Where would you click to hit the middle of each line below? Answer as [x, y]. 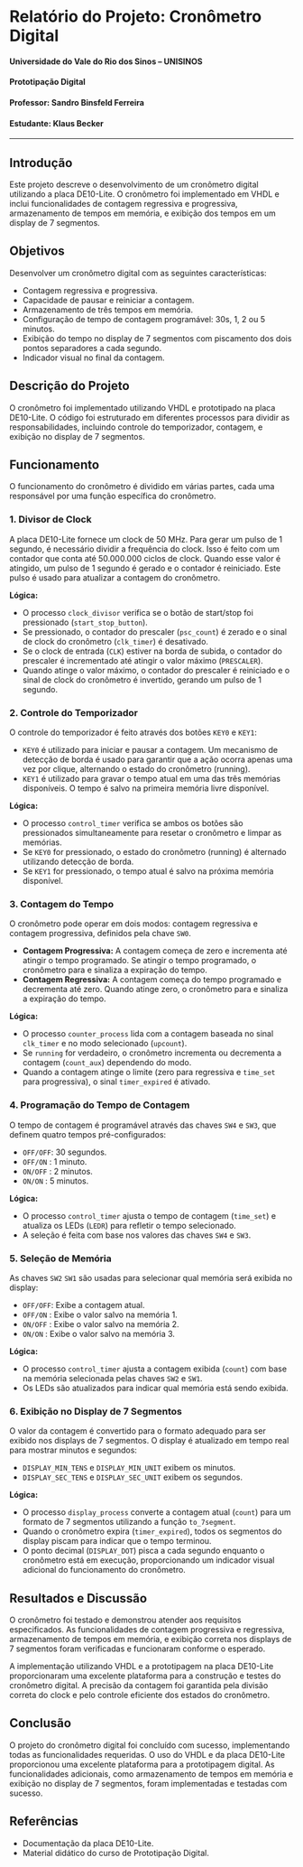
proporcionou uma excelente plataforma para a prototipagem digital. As [142, 1764]
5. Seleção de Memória [61, 1259]
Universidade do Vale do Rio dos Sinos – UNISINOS [106, 61]
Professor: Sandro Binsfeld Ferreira [77, 102]
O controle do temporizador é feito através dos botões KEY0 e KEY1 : [133, 732]
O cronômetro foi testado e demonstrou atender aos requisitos [125, 1620]
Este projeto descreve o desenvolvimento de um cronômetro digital [134, 184]
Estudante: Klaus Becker [56, 123]
